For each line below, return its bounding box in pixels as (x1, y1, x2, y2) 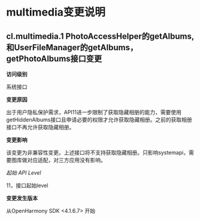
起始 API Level (6, 169, 41, 176)
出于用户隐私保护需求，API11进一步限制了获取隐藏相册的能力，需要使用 (6, 109, 181, 115)
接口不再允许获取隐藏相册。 (6, 124, 75, 130)
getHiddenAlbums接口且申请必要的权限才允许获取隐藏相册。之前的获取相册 (6, 116, 193, 123)
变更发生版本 (6, 195, 38, 201)
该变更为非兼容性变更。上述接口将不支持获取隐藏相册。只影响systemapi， (6, 149, 189, 156)
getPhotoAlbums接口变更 (6, 53, 102, 63)
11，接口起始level (6, 182, 49, 189)
